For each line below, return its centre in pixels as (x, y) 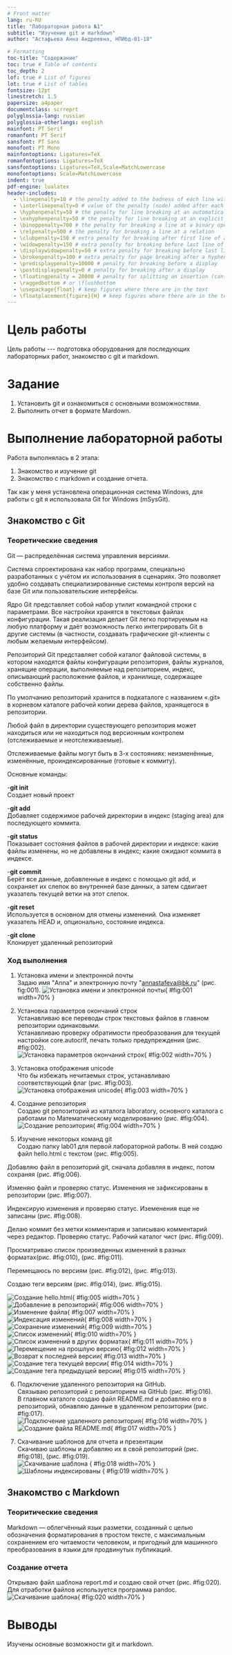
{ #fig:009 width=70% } (118, 1327)
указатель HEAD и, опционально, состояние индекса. (86, 921)
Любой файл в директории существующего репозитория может (102, 725)
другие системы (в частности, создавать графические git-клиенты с (109, 633)
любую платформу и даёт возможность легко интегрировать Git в (105, 626)
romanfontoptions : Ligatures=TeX (55, 161)
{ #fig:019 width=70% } (136, 1471)
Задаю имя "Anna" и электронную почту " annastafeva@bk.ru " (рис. (116, 983)
